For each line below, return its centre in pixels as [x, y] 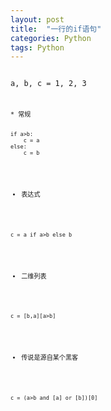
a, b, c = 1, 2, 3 [48, 84]
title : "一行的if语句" [56, 29]
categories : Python [51, 38]
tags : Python [37, 47]
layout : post [37, 19]
